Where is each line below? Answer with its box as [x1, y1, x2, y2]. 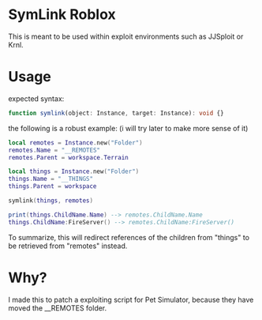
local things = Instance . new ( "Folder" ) [8, 168, 140, 175]
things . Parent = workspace [8, 183, 97, 190]
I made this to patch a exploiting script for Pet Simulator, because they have [8, 295, 254, 304]
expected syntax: [8, 93, 65, 104]
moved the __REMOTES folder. [8, 303, 107, 313]
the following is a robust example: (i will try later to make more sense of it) [8, 123, 249, 133]
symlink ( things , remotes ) [8, 197, 93, 205]
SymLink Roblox [8, 6, 116, 24]
